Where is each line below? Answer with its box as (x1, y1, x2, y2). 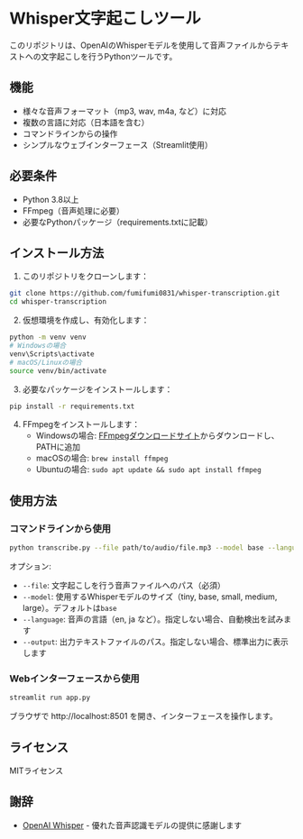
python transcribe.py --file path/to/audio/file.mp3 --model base (9, 543, 264, 552)
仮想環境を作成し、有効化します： (22, 315, 150, 325)
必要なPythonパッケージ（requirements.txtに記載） (22, 216, 214, 227)
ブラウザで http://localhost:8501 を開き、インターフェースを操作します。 (9, 711, 278, 722)
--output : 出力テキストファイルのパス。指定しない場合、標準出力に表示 (22, 636, 289, 647)
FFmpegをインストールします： (22, 419, 141, 430)
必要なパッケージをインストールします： (22, 384, 173, 395)
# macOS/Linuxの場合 (9, 358, 83, 367)
